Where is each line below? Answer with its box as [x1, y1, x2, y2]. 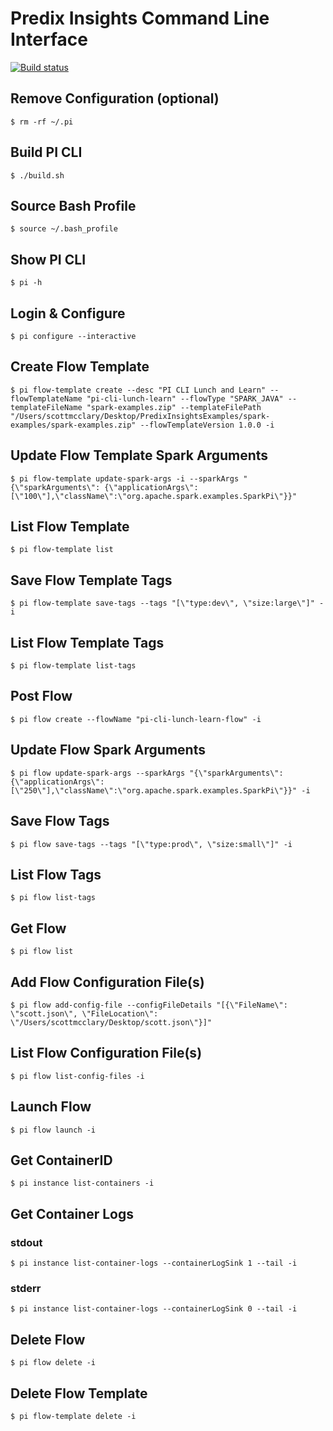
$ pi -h [10, 278, 43, 288]
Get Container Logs [10, 1205, 134, 1222]
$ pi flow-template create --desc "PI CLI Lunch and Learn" [10, 385, 267, 395]
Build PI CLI [10, 144, 83, 161]
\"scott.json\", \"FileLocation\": [10, 1008, 159, 1019]
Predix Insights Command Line [10, 7, 270, 30]
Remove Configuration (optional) [10, 90, 220, 107]
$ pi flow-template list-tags [10, 661, 137, 671]
